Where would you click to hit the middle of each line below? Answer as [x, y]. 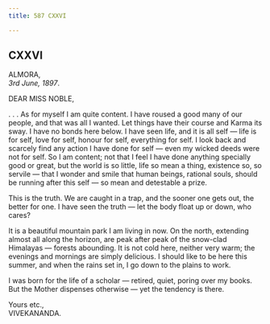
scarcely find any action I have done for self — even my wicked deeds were [134, 149]
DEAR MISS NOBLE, [42, 99]
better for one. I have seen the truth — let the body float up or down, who [130, 207]
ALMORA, [25, 75]
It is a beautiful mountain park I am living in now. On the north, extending [129, 231]
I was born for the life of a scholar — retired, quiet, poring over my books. [130, 281]
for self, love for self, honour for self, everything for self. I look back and [127, 140]
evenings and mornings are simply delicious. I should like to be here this [128, 256]
